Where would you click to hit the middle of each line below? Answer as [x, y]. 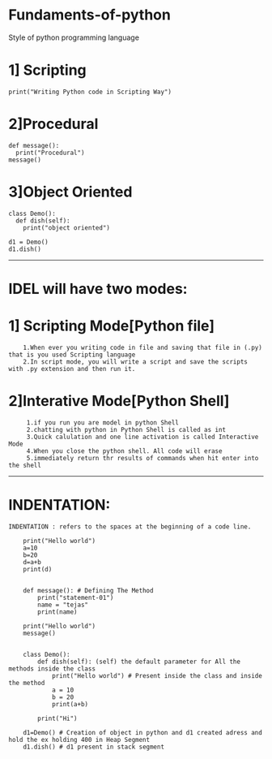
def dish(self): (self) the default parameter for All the [139, 662]
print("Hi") [58, 718]
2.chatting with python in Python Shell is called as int [126, 429]
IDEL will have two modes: [98, 289]
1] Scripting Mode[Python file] [111, 326]
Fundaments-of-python [90, 15]
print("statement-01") [76, 597]
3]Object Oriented [70, 192]
